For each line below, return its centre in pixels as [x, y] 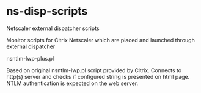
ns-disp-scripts [47, 11]
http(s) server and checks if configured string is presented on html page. [98, 76]
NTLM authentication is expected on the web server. [72, 83]
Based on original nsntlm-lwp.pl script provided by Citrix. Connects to [94, 70]
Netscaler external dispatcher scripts [53, 28]
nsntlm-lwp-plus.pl [30, 58]
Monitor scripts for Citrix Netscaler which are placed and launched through [101, 40]
